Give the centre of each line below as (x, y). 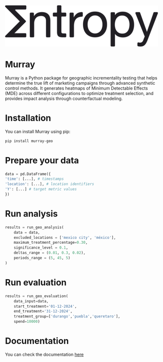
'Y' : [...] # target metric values (41, 189)
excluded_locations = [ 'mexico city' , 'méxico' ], (65, 237)
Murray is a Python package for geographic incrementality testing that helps (81, 78)
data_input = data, (31, 301)
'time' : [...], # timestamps (34, 179)
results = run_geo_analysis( (34, 227)
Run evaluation (36, 283)
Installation (28, 118)
